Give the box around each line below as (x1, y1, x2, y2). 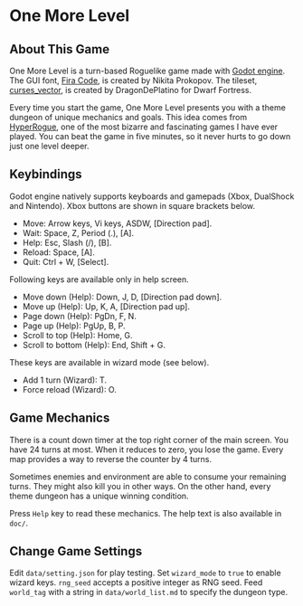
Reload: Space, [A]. (22, 246, 95, 258)
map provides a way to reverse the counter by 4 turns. (9, 453, 213, 464)
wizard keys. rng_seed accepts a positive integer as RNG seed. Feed (9, 577, 263, 588)
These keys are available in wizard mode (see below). (9, 356, 210, 367)
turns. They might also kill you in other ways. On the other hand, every (9, 480, 271, 491)
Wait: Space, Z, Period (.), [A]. (22, 227, 134, 238)
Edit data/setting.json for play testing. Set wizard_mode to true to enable (9, 567, 282, 579)
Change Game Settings (9, 544, 143, 559)
